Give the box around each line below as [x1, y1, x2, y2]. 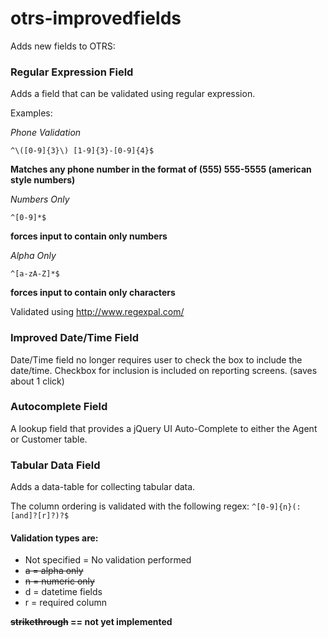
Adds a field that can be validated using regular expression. [10, 88, 256, 100]
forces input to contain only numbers [10, 230, 168, 242]
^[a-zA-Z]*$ [10, 269, 60, 279]
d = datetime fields [24, 586, 103, 598]
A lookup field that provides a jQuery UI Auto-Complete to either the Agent [10, 422, 318, 434]
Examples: [10, 107, 53, 119]
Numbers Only [10, 193, 70, 206]
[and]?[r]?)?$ [10, 511, 70, 521]
